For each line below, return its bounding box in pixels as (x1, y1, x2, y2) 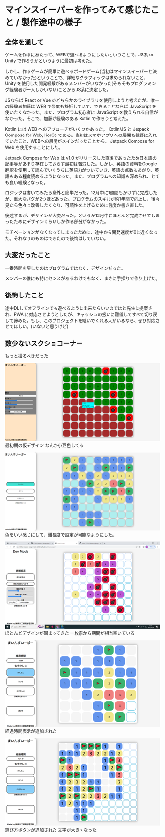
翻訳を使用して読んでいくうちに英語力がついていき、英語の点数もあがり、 (5, 167, 155, 173)
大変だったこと (5, 251, 51, 259)
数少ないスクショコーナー (5, 339, 82, 348)
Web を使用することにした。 (5, 144, 63, 150)
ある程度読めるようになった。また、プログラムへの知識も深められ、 (13, 173, 151, 179)
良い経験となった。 (9, 180, 48, 185)
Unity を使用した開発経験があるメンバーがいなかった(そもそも (5, 81, 131, 86)
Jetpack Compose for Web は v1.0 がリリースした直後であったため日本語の (5, 155, 157, 161)
